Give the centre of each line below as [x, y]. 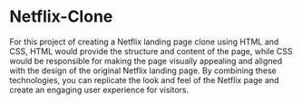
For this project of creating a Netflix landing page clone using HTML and [144, 42]
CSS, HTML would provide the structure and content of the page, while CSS [151, 51]
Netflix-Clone [61, 17]
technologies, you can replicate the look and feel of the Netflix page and [144, 80]
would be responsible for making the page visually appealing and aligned [146, 61]
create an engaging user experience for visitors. [99, 90]
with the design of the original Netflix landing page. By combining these [143, 71]
